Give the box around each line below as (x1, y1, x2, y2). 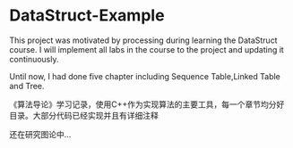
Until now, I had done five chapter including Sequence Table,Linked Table (9, 70, 280, 81)
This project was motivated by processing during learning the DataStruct (9, 35, 278, 45)
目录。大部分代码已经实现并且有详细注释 (9, 110, 159, 120)
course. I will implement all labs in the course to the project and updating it (9, 44, 284, 54)
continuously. (9, 53, 59, 64)
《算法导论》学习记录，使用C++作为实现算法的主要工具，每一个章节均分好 (9, 99, 285, 110)
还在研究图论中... (9, 128, 72, 139)
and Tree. (9, 80, 45, 91)
